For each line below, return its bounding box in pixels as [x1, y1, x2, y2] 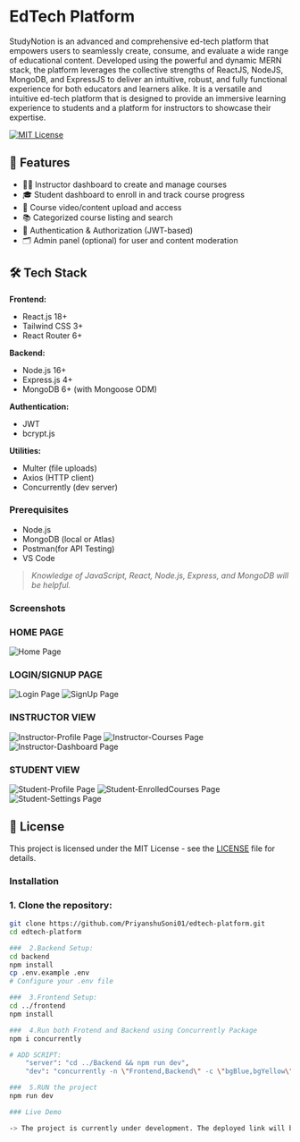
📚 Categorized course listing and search [21, 212, 173, 223]
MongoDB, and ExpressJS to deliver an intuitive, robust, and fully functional [9, 73, 287, 84]
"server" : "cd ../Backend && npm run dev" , [25, 1059, 190, 1068]
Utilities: [9, 445, 42, 456]
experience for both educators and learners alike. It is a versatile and [9, 83, 262, 94]
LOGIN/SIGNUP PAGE [9, 669, 103, 681]
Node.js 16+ [21, 364, 67, 375]
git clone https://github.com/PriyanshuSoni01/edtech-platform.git [9, 919, 266, 928]
